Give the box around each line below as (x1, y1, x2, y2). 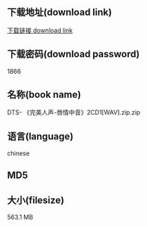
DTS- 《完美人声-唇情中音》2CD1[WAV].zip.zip (7, 108, 141, 117)
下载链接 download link (7, 26, 73, 34)
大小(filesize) (7, 195, 64, 206)
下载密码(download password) (7, 48, 140, 60)
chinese (7, 149, 30, 157)
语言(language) (7, 130, 74, 142)
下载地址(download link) (7, 6, 112, 19)
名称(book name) (7, 89, 81, 101)
